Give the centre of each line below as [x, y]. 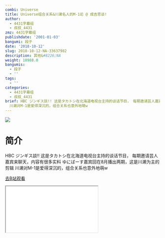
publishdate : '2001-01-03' [33, 37]
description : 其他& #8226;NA [33, 55]
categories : [17, 87]
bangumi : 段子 [19, 42]
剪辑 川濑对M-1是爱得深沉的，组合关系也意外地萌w [56, 168]
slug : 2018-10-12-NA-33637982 [36, 51]
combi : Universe [22, 10]
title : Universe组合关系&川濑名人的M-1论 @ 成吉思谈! [56, 14]
